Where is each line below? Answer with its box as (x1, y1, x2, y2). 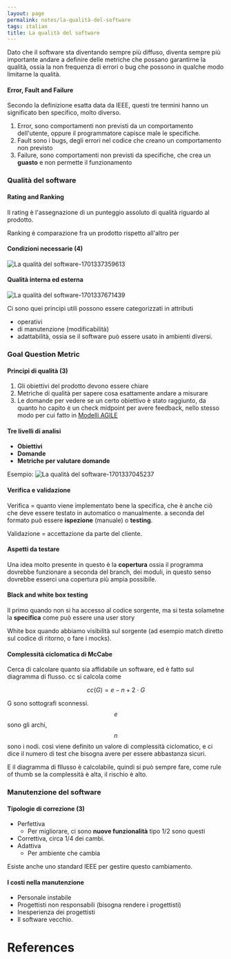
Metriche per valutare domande (17, 457, 110, 465)
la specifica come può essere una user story (7, 613, 135, 621)
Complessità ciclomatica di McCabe (7, 650, 112, 658)
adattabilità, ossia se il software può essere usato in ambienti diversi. (17, 332, 213, 340)
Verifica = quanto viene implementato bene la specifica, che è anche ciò (7, 501, 213, 510)
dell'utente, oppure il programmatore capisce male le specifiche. (17, 129, 201, 138)
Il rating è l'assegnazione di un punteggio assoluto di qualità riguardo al (7, 208, 210, 216)
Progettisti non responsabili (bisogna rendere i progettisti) (17, 900, 181, 909)
